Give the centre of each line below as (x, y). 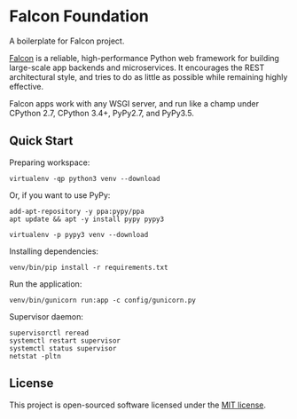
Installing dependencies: (54, 251)
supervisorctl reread (49, 333)
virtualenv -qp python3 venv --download (85, 178)
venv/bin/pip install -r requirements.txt (89, 267)
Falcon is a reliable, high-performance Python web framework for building (144, 58)
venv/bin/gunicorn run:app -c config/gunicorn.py (103, 300)
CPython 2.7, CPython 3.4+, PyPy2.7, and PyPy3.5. (102, 113)
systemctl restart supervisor (65, 340)
